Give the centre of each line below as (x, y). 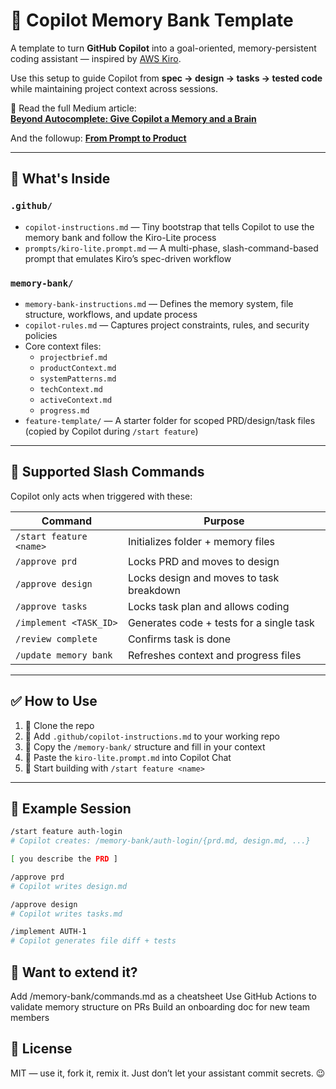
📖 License (41, 1049)
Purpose (224, 521)
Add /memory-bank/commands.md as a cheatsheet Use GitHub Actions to (163, 996)
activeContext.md (76, 400)
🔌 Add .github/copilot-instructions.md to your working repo (152, 736)
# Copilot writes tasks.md (66, 914)
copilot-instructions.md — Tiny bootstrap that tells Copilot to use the (169, 226)
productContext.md (78, 368)
